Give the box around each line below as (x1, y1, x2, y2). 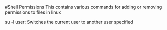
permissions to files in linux (5, 9, 61, 15)
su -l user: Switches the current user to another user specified (5, 19, 133, 25)
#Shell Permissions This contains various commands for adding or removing (5, 4, 162, 10)
